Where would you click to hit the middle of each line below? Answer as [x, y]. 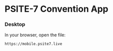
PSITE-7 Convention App [56, 9]
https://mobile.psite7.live [34, 44]
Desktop [15, 25]
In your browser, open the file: [35, 35]
